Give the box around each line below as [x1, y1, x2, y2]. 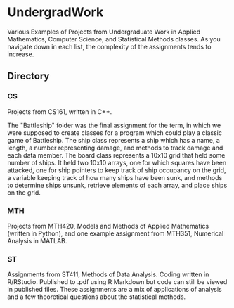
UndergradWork [7, 4, 104, 20]
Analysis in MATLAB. [7, 236, 67, 245]
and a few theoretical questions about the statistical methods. [7, 293, 186, 301]
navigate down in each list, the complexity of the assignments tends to [7, 42, 212, 51]
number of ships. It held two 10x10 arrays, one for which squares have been [7, 158, 227, 167]
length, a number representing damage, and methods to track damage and [7, 143, 223, 152]
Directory [7, 70, 50, 82]
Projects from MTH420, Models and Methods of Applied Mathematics [7, 222, 209, 230]
